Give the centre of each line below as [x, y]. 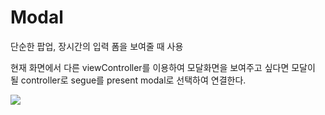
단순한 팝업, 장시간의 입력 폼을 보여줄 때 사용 [97, 46]
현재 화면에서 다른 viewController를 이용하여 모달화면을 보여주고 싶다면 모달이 [163, 67]
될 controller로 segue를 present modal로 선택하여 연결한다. [128, 80]
